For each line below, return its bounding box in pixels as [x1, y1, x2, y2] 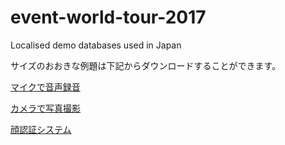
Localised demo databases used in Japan [10, 39, 182, 51]
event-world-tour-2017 [10, 6, 207, 29]
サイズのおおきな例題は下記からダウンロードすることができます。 [10, 59, 282, 71]
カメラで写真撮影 [10, 102, 81, 114]
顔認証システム [10, 123, 72, 135]
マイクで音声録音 [10, 81, 81, 93]
